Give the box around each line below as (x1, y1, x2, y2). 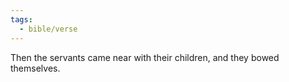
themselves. (10, 62, 61, 74)
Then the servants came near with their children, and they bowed (10, 51, 280, 63)
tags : (10, 14, 33, 25)
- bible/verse (19, 24, 78, 34)
